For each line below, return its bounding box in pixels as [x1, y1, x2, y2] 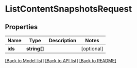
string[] [26, 45, 44, 52]
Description [48, 37, 77, 44]
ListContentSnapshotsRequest [5, 3, 132, 15]
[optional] [81, 45, 103, 52]
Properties [5, 23, 38, 31]
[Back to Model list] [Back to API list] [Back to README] [5, 58, 117, 64]
